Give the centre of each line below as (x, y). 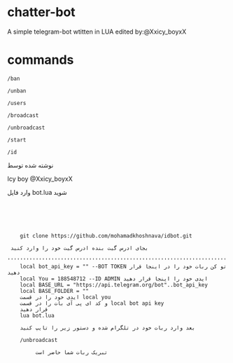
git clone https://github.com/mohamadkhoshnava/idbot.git (106, 235)
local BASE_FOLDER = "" (55, 291)
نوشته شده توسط (30, 165)
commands (41, 60)
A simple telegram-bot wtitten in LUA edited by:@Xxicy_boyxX (97, 32)
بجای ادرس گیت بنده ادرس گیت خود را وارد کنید (79, 248)
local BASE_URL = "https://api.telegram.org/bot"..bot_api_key (114, 285)
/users (17, 103)
